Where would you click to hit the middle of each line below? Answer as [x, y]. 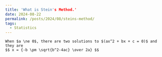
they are [14, 46]
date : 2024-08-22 [23, 14]
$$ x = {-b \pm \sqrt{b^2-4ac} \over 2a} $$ [52, 50]
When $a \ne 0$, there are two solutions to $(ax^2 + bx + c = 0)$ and [81, 42]
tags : [11, 23]
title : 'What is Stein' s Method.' [41, 10]
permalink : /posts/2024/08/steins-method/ [50, 19]
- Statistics [23, 28]
